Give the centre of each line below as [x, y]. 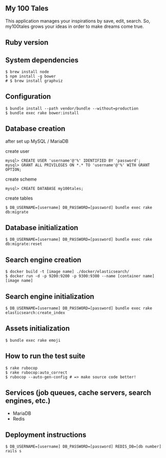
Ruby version [27, 42]
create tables [19, 198]
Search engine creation [43, 260]
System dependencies [42, 60]
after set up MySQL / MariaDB [37, 141]
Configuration [28, 96]
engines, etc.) [28, 401]
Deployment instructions [46, 435]
